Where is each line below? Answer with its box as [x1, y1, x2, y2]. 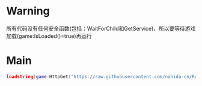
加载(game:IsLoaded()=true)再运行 [6, 32, 92, 40]
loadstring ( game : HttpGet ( [6, 73, 71, 79]
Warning [6, 4, 50, 18]
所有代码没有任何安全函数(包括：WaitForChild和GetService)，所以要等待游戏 [6, 25, 196, 32]
